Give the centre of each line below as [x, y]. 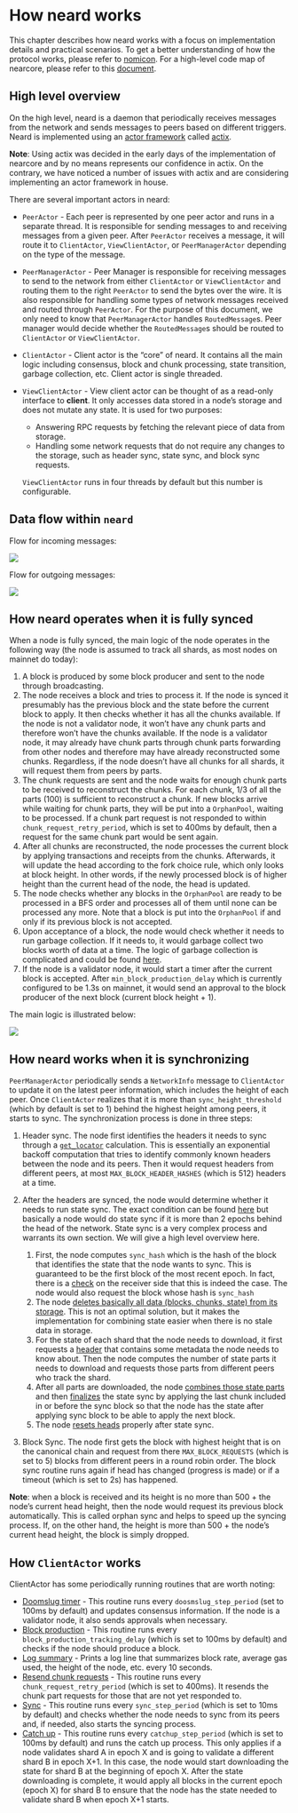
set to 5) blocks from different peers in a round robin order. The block [149, 1461]
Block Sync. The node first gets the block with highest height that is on [151, 1442]
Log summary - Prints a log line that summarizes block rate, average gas [155, 1658]
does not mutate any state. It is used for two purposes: [122, 410]
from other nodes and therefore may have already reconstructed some [151, 752]
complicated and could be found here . [92, 959]
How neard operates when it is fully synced [131, 619]
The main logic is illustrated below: [72, 1014]
